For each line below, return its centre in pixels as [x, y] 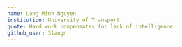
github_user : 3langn [37, 33]
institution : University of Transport [63, 20]
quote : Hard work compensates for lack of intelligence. [92, 26]
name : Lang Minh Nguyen [42, 13]
